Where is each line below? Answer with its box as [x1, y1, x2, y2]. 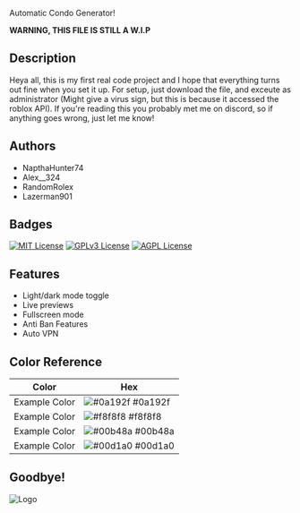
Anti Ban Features [21, 319, 89, 329]
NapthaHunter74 [21, 162, 84, 173]
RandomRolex [21, 181, 74, 192]
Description [9, 51, 76, 66]
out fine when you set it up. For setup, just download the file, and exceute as [9, 84, 291, 95]
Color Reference [9, 354, 103, 370]
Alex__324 [21, 172, 61, 183]
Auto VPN [21, 329, 59, 339]
